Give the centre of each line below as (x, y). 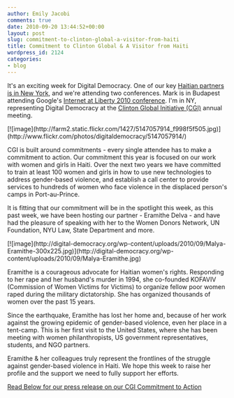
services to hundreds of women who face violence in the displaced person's (117, 186)
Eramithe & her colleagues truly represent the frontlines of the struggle (109, 358)
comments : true (29, 20)
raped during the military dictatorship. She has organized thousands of (109, 294)
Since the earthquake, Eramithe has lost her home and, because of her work (117, 315)
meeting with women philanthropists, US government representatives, (108, 337)
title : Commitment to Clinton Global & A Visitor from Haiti (98, 46)
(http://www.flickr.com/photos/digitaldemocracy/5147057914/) (97, 136)
